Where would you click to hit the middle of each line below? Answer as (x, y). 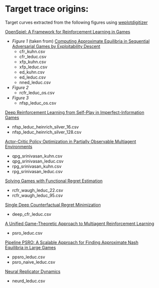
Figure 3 (20, 97)
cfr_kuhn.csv (32, 51)
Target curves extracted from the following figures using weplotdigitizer (76, 22)
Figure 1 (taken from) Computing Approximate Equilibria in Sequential (81, 41)
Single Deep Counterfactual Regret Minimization (53, 205)
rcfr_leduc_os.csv (37, 93)
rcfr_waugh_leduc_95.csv (37, 195)
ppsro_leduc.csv (29, 257)
